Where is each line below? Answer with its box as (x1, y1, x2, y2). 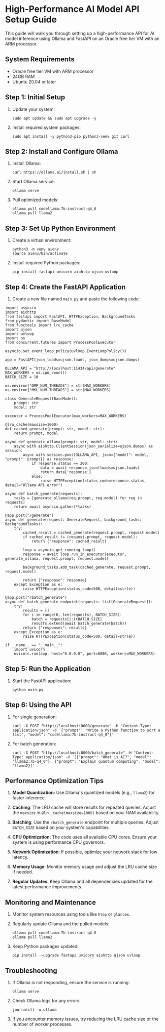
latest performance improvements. (12, 884, 83, 890)
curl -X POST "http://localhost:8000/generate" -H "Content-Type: (12, 723, 152, 728)
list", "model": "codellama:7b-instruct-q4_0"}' (12, 732, 114, 737)
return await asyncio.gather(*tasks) (14, 504, 92, 509)
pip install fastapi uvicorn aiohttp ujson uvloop (12, 269, 119, 275)
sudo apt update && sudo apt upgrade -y (12, 116, 97, 121)
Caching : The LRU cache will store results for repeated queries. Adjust (12, 804, 156, 811)
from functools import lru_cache (5, 323, 74, 328)
